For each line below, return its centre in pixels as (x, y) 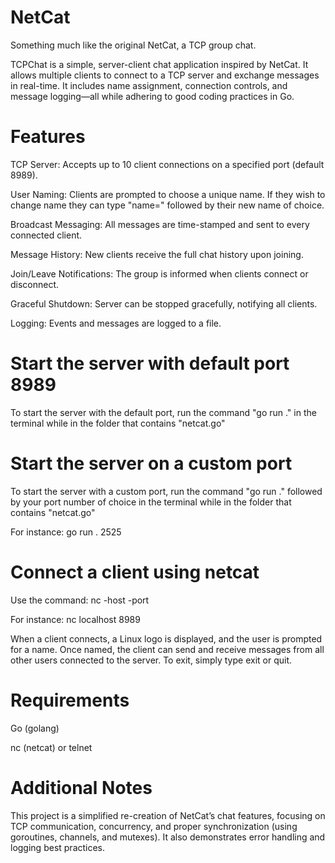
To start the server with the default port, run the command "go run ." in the (163, 412)
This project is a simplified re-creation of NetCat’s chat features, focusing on (168, 815)
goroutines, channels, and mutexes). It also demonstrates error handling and (168, 837)
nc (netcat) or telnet (51, 747)
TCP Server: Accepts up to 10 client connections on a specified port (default (167, 164)
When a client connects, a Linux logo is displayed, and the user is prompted (166, 638)
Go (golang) (35, 728)
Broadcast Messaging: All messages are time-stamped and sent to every (160, 224)
